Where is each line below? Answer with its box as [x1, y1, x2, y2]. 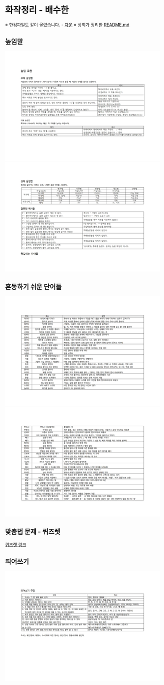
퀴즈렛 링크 [5, 542, 27, 548]
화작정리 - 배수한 [5, 4, 69, 16]
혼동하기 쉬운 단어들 [5, 282, 62, 291]
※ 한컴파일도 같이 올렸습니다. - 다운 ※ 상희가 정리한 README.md [5, 22, 130, 28]
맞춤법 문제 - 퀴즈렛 [5, 528, 60, 536]
